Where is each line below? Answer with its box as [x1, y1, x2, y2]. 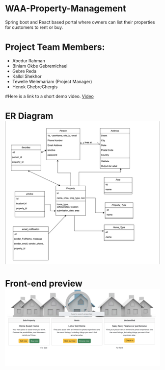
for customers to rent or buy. [5, 24, 63, 30]
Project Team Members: [5, 42, 105, 53]
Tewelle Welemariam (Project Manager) [12, 78, 92, 84]
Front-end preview [5, 278, 82, 289]
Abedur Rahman [12, 57, 45, 64]
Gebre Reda [12, 68, 37, 74]
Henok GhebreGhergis [12, 84, 58, 90]
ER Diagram [5, 111, 54, 122]
